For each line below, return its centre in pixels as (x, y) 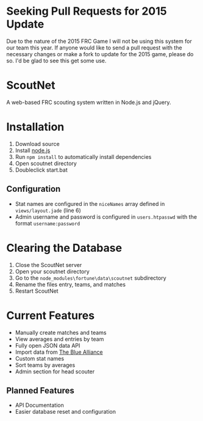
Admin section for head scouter (55, 372)
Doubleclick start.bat (41, 170)
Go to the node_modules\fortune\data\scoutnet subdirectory (91, 278)
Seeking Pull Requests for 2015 (87, 11)
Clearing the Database (64, 248)
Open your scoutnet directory (52, 271)
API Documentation (39, 405)
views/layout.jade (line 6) (48, 210)
